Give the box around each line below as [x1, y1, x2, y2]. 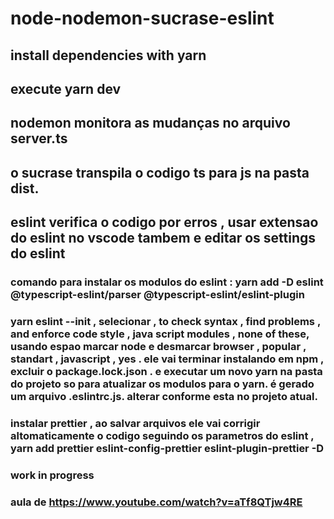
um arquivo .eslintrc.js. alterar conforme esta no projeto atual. [10, 389, 318, 403]
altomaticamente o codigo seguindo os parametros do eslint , [10, 428, 315, 442]
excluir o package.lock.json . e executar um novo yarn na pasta [10, 364, 323, 378]
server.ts [10, 130, 68, 147]
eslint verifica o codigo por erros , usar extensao [10, 214, 319, 231]
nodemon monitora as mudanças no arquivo [10, 115, 291, 132]
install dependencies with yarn [10, 47, 207, 64]
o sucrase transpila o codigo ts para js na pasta [10, 164, 310, 181]
